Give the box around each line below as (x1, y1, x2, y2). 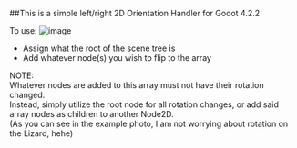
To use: (9, 25, 38, 35)
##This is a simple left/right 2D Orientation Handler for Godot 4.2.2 (9, 8, 261, 18)
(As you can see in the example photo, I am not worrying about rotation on (9, 118, 289, 129)
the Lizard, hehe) (9, 128, 74, 139)
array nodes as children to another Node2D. (9, 109, 175, 119)
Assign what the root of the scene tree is (22, 43, 176, 54)
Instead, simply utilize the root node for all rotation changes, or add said (9, 99, 280, 110)
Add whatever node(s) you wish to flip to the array (22, 53, 212, 63)
